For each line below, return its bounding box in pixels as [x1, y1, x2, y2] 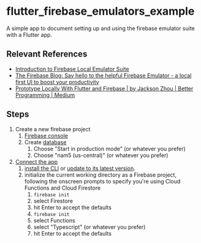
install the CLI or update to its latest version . [24, 164, 136, 172]
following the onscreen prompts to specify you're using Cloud [24, 177, 181, 185]
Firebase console [24, 132, 69, 139]
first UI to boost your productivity [15, 78, 99, 85]
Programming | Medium [15, 91, 75, 99]
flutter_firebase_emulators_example [6, 4, 195, 18]
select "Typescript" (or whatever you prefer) [33, 223, 146, 231]
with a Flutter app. [6, 31, 52, 38]
